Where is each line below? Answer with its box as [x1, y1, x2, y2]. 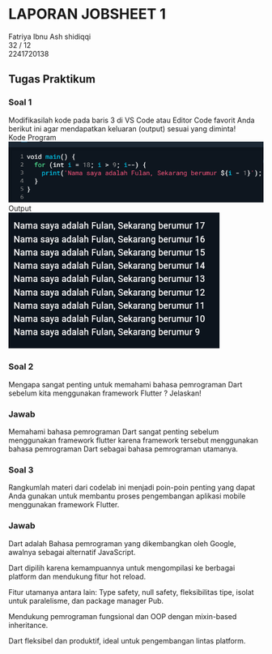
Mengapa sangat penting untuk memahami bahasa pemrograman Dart [8, 379, 243, 389]
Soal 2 [8, 361, 34, 373]
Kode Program [8, 132, 57, 142]
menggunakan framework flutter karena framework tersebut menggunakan [8, 435, 259, 445]
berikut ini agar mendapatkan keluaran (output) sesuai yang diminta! [8, 123, 236, 134]
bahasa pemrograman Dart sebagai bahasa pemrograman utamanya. [8, 443, 239, 454]
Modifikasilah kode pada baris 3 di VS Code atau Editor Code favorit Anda [8, 115, 255, 125]
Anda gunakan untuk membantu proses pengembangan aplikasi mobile [8, 491, 246, 501]
